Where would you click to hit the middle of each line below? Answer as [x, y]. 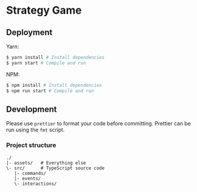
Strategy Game [44, 10]
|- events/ [28, 178]
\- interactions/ [36, 184]
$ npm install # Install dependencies [54, 85]
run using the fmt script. [36, 130]
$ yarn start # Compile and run [46, 63]
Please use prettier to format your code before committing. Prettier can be [99, 124]
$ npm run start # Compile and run [50, 91]
